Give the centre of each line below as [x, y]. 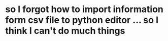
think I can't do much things [65, 31]
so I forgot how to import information [84, 9]
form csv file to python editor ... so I [82, 20]
